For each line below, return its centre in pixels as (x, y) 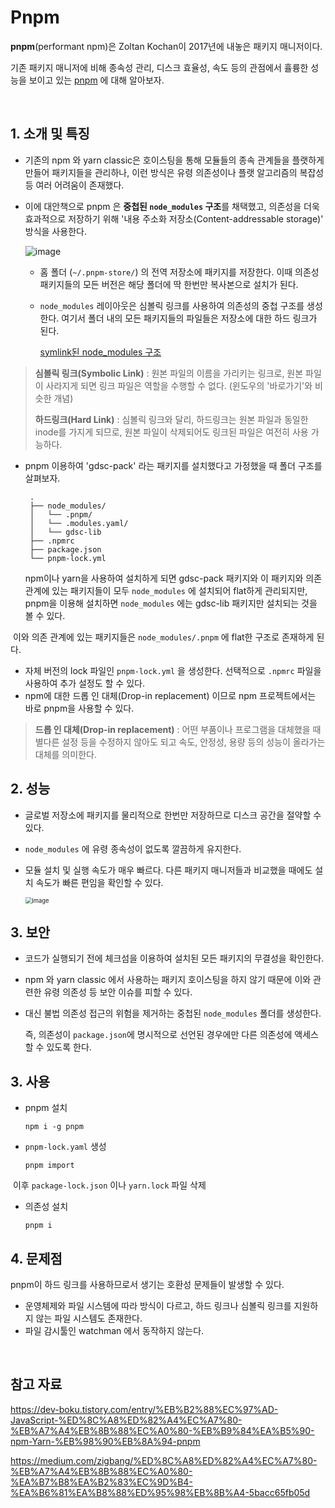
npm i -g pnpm (54, 1127)
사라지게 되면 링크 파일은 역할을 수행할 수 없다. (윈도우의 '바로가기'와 (179, 385)
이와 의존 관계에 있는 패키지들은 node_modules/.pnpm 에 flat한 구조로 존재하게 (163, 637)
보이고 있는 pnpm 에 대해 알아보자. (96, 80)
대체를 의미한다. (65, 754)
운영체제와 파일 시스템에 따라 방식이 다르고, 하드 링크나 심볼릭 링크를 (158, 1305)
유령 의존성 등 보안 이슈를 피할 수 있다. (118, 992)
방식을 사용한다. (55, 231)
